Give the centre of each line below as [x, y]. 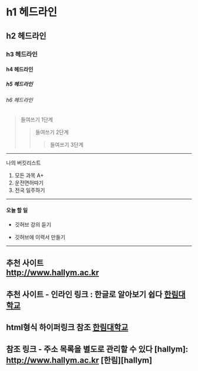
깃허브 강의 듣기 [33, 224]
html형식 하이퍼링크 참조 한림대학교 [67, 328]
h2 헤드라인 [26, 36]
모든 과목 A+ [29, 175]
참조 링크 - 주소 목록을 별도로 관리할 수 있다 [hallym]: [97, 349]
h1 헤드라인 [32, 12]
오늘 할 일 [17, 210]
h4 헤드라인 [20, 69]
